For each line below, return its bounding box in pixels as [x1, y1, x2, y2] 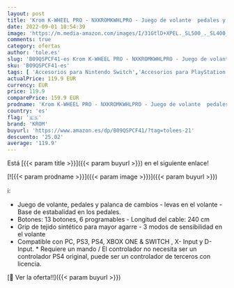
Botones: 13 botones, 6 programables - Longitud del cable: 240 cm [17, 215, 210, 224]
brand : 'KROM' [7, 120, 49, 128]
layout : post [7, 10, 45, 17]
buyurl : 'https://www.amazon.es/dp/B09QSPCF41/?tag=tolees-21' [7, 127, 195, 134]
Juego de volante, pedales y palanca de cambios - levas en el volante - [17, 200, 223, 209]
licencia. [17, 259, 42, 268]
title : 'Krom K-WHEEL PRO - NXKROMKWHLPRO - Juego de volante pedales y [7, 17, 226, 24]
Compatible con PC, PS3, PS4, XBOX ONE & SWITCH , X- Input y [17, 238, 203, 246]
